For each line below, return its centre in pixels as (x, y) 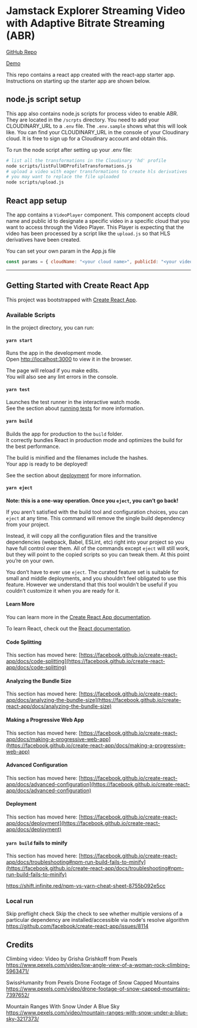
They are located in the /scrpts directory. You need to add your (83, 120)
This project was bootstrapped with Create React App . (72, 300)
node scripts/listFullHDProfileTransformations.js (69, 166)
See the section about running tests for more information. (75, 408)
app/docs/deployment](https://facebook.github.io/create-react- (83, 823)
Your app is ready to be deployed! (47, 464)
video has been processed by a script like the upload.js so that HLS (88, 233)
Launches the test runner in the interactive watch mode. (74, 402)
